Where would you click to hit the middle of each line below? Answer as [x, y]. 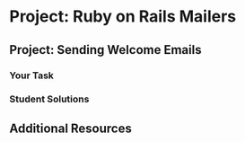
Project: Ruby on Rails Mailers [122, 17]
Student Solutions [49, 99]
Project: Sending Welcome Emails [105, 50]
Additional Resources [70, 128]
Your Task [31, 75]
